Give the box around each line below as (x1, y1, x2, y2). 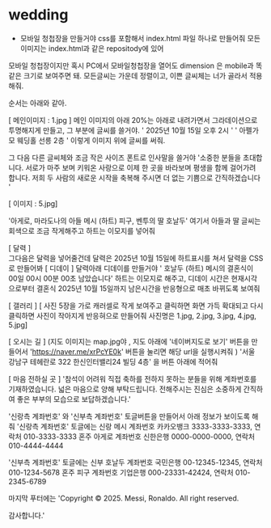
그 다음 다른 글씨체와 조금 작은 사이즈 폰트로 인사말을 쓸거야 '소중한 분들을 (8, 152, 241, 163)
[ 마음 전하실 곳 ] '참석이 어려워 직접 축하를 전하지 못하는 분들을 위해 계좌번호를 (8, 374, 257, 383)
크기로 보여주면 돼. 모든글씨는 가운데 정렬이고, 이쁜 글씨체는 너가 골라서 (23, 70, 248, 80)
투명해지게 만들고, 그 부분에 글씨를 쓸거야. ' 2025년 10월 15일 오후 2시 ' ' (8, 125, 238, 135)
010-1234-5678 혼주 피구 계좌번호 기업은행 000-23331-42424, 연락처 (8, 467, 234, 477)
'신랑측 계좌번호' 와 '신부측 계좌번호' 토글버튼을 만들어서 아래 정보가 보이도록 (8, 411, 251, 421)
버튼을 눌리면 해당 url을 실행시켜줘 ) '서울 (125, 346, 256, 357)
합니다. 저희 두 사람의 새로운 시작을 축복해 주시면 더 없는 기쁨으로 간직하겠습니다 (8, 172, 261, 183)
